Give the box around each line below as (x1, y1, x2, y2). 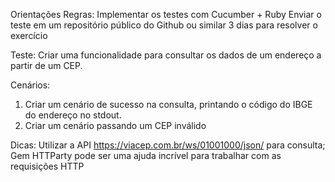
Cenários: (10, 79, 51, 91)
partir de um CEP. (10, 60, 83, 71)
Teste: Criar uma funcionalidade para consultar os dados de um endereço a (10, 49, 322, 61)
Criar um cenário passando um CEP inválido (24, 120, 207, 131)
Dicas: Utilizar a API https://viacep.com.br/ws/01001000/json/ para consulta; (10, 139, 326, 151)
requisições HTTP (10, 160, 85, 172)
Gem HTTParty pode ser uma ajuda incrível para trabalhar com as (10, 150, 282, 161)
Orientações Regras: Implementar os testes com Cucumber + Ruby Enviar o (10, 9, 322, 20)
